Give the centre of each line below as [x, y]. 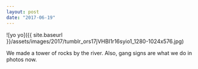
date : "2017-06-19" [31, 18]
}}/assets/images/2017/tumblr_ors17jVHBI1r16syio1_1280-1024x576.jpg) [95, 41]
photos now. [22, 59]
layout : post [23, 12]
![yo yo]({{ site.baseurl [34, 34]
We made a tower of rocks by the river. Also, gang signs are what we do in [99, 53]
